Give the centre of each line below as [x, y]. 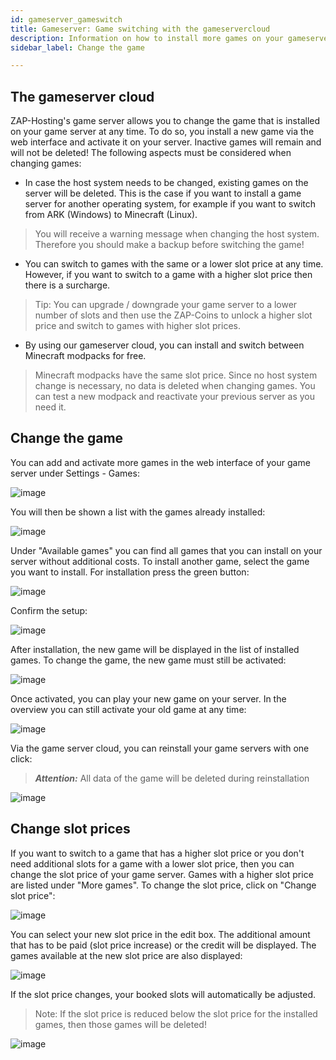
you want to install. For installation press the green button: [130, 572]
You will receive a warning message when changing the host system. [177, 234]
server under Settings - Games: [75, 473]
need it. [50, 407]
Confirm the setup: [49, 610]
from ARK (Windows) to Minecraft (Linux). [111, 215]
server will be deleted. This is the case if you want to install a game [163, 193]
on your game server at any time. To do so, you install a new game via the [162, 132]
